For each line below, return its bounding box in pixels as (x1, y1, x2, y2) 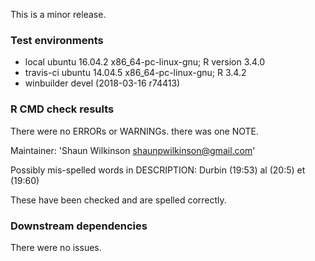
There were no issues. (10, 241, 102, 253)
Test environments (10, 33, 104, 47)
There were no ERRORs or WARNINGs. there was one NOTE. (10, 125, 260, 137)
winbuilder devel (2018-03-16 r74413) (24, 77, 181, 89)
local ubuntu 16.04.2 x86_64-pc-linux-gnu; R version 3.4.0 (24, 56, 266, 68)
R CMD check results (10, 102, 115, 116)
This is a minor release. (10, 9, 107, 20)
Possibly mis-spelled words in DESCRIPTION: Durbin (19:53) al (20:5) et (10, 164, 306, 176)
